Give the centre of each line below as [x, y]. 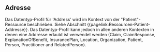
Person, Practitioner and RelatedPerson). [45, 44]
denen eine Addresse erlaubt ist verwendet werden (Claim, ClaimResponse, [80, 34]
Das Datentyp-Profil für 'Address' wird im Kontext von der [62, 19]
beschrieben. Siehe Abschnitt [57, 24]
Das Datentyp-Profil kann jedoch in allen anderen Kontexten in [92, 29]
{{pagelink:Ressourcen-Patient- [118, 24]
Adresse [18, 8]
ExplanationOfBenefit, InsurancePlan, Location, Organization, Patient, [74, 40]
